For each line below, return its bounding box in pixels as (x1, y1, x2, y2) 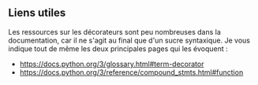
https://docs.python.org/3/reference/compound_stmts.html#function (19, 67, 244, 77)
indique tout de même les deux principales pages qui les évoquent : (8, 43, 229, 54)
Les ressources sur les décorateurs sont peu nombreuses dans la (8, 27, 221, 36)
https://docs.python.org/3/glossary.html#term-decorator (19, 59, 204, 68)
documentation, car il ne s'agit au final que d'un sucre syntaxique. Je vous (8, 35, 251, 45)
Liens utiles (8, 6, 66, 20)
